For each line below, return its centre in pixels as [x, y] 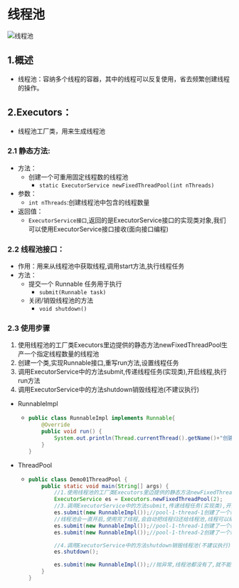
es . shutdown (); [76, 552]
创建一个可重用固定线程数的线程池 [78, 177]
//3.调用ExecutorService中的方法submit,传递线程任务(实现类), [140, 506]
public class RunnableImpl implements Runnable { [102, 418]
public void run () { [72, 432]
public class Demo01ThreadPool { [78, 479]
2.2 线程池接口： [36, 249]
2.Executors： [40, 112]
